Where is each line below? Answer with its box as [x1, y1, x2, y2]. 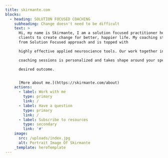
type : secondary [23, 122, 57, 127]
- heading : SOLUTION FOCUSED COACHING [9, 16, 91, 21]
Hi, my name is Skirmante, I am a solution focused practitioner [18, 30, 157, 35]
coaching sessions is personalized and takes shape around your [18, 58, 155, 63]
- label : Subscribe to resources [18, 117, 88, 122]
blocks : [5, 12, 21, 17]
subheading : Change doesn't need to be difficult [14, 21, 120, 26]
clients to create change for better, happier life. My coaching [18, 35, 157, 40]
